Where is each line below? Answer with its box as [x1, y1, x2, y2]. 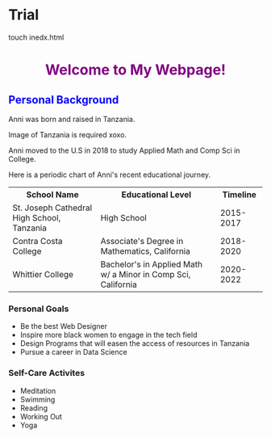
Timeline [222, 188, 256, 200]
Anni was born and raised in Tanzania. [8, 114, 135, 124]
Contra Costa [12, 235, 63, 246]
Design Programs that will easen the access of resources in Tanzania [19, 339, 250, 348]
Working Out [19, 411, 63, 421]
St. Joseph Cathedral [12, 202, 93, 213]
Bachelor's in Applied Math [100, 259, 203, 270]
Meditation [19, 385, 56, 395]
